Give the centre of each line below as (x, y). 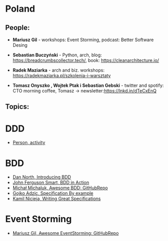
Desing (20, 45)
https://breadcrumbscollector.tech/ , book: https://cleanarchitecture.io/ (86, 60)
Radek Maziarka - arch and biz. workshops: (58, 70)
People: (18, 28)
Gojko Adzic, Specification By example (53, 193)
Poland (20, 9)
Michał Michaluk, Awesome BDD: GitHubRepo (60, 188)
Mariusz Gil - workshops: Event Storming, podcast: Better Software (83, 40)
